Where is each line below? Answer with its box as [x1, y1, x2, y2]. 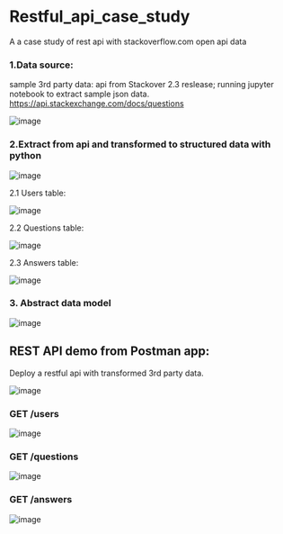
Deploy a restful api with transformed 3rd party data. [9, 367, 204, 378]
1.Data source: [9, 59, 74, 71]
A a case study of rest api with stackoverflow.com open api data [9, 36, 247, 47]
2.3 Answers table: [9, 257, 79, 267]
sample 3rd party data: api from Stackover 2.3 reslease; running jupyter [9, 79, 274, 90]
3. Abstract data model [9, 297, 111, 310]
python [9, 149, 42, 162]
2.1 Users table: [9, 187, 66, 198]
